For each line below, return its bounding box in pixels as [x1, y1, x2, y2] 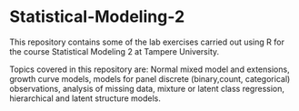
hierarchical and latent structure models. [9, 93, 161, 104]
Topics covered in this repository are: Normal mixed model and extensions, [9, 64, 290, 75]
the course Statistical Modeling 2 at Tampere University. [9, 45, 220, 56]
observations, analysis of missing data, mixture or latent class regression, [9, 83, 284, 94]
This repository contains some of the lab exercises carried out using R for [9, 36, 284, 47]
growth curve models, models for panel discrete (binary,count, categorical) [9, 73, 291, 84]
